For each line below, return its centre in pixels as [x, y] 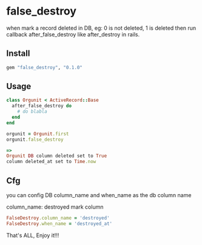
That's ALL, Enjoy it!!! [33, 235]
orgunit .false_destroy [35, 139]
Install [18, 54]
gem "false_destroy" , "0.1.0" [45, 67]
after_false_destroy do [42, 106]
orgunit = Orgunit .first [38, 134]
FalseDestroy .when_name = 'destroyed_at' [59, 223]
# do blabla [32, 112]
